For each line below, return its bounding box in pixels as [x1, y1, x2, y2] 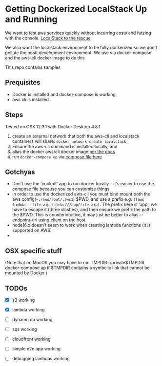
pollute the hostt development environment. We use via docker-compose [5, 50, 152, 56]
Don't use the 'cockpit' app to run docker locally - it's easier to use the [12, 181, 155, 187]
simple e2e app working [12, 346, 61, 352]
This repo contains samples [5, 64, 61, 70]
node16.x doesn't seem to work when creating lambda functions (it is [12, 222, 151, 228]
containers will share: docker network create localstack [12, 138, 126, 144]
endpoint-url [12, 217, 38, 223]
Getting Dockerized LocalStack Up [5, 3, 147, 15]
